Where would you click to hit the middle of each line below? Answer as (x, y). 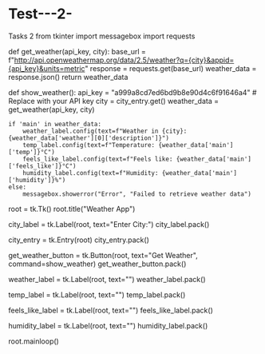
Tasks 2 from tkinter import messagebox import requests (102, 36)
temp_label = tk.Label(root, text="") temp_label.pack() (97, 294)
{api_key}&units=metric (47, 68)
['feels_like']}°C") (43, 166)
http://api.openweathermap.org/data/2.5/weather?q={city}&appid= (124, 60)
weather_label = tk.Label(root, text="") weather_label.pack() (107, 279)
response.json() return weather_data (68, 77)
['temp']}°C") (32, 152)
